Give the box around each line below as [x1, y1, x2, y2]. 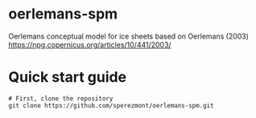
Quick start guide [8, 68, 127, 87]
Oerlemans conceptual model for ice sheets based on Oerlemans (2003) [8, 31, 250, 41]
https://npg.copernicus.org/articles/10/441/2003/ [8, 39, 171, 49]
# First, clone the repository [8, 94, 114, 103]
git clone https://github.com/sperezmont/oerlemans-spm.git [8, 101, 215, 109]
